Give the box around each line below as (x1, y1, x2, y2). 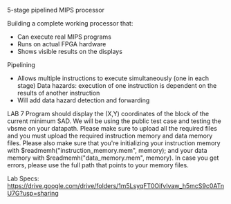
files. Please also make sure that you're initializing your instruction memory (7, 139, 221, 147)
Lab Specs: (7, 174, 39, 183)
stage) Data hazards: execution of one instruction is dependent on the (17, 82, 217, 89)
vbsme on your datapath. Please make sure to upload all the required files (7, 124, 218, 132)
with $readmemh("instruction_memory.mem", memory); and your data (7, 147, 207, 154)
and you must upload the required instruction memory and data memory (7, 131, 213, 140)
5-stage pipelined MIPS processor (7, 6, 105, 14)
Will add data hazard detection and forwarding (17, 96, 150, 104)
